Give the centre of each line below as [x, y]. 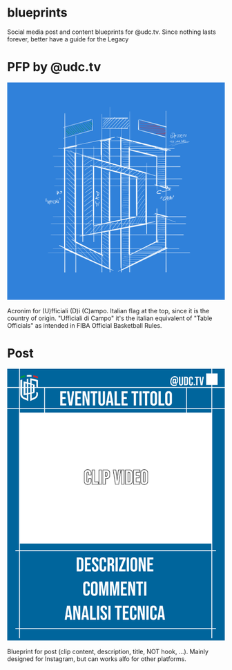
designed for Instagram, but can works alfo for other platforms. [97, 659]
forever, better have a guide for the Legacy [68, 39]
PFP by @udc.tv [54, 67]
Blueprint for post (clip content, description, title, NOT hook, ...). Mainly [108, 651]
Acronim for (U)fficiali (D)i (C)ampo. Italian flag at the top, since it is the [108, 311]
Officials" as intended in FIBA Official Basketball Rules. [85, 325]
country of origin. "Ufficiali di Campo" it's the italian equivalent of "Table [110, 318]
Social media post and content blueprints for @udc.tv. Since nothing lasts [112, 32]
